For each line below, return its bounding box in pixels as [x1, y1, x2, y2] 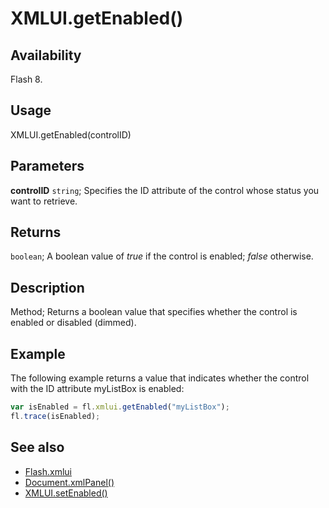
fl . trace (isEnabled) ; [10, 411, 101, 421]
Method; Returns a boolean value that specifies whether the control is [10, 306, 298, 318]
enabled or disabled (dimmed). [10, 317, 137, 329]
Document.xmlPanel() [24, 476, 115, 488]
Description [10, 279, 85, 296]
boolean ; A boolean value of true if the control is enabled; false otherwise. [10, 250, 314, 262]
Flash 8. [10, 73, 43, 85]
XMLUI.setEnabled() [24, 487, 108, 499]
